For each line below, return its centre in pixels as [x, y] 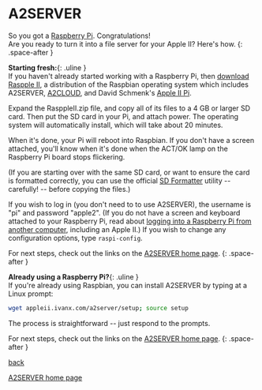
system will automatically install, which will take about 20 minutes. [116, 125]
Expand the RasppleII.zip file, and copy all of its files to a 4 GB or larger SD [129, 108]
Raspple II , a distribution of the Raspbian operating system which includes [128, 84]
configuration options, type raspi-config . [76, 238]
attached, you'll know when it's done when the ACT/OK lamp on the [118, 148]
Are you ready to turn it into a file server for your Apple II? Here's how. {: [125, 43]
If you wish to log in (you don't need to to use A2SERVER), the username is [129, 204]
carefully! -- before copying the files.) [69, 189]
